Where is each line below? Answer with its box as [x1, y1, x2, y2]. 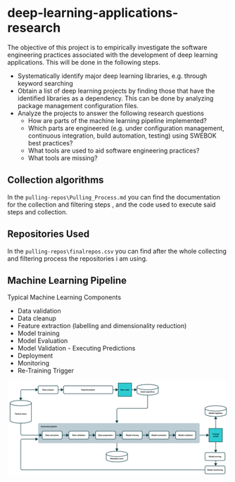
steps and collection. [7, 207, 68, 216]
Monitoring [17, 359, 49, 367]
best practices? [27, 138, 73, 147]
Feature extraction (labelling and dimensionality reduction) [17, 322, 187, 330]
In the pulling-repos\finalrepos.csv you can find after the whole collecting [7, 247, 227, 255]
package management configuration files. [17, 101, 139, 110]
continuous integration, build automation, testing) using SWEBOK [27, 131, 217, 140]
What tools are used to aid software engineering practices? [27, 146, 200, 155]
